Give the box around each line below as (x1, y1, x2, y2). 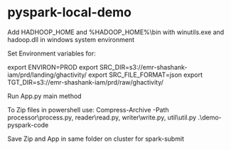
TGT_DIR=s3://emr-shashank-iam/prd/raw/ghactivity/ (7, 77, 163, 86)
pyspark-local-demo (7, 4, 131, 21)
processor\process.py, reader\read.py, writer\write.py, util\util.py (7, 113, 197, 122)
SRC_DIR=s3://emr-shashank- (99, 63, 188, 71)
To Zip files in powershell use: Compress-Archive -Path (7, 105, 169, 114)
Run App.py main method (7, 92, 82, 100)
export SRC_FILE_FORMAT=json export (88, 70, 203, 79)
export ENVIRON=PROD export (7, 63, 98, 71)
